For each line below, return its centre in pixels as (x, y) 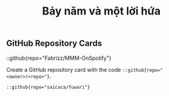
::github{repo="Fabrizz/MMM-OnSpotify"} (59, 58)
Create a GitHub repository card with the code (64, 69)
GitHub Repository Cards (54, 43)
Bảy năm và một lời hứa (101, 11)
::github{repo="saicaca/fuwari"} (48, 87)
